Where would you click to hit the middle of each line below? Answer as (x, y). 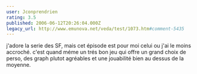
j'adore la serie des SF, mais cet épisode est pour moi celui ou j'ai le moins (99, 46)
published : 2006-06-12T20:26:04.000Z (54, 23)
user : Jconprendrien (32, 12)
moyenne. (19, 65)
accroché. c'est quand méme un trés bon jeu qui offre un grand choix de (96, 52)
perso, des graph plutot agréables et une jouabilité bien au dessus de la (95, 58)
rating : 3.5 (21, 17)
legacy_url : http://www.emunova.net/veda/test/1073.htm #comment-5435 (95, 29)
